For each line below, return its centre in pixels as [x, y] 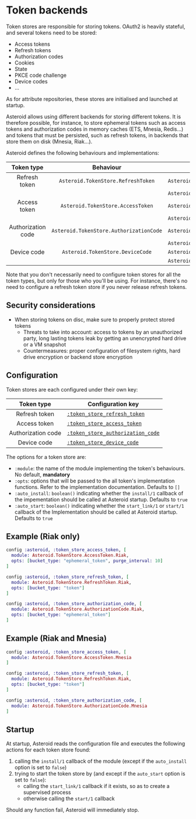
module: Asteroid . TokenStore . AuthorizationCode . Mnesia [79, 706]
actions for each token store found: [48, 750]
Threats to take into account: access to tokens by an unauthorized [103, 332]
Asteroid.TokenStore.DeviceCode [107, 252]
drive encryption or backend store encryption [78, 357]
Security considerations [51, 305]
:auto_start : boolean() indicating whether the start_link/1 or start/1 [99, 505]
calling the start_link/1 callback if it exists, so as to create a [97, 786]
